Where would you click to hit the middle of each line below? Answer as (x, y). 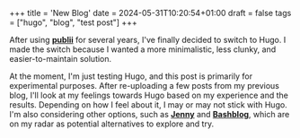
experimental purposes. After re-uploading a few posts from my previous (145, 86)
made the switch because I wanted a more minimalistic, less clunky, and (143, 49)
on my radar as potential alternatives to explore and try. (111, 124)
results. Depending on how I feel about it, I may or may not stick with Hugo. (148, 105)
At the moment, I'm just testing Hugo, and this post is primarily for (131, 76)
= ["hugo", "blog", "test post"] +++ (73, 22)
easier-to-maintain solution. (61, 59)
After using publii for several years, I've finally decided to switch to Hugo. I (148, 40)
